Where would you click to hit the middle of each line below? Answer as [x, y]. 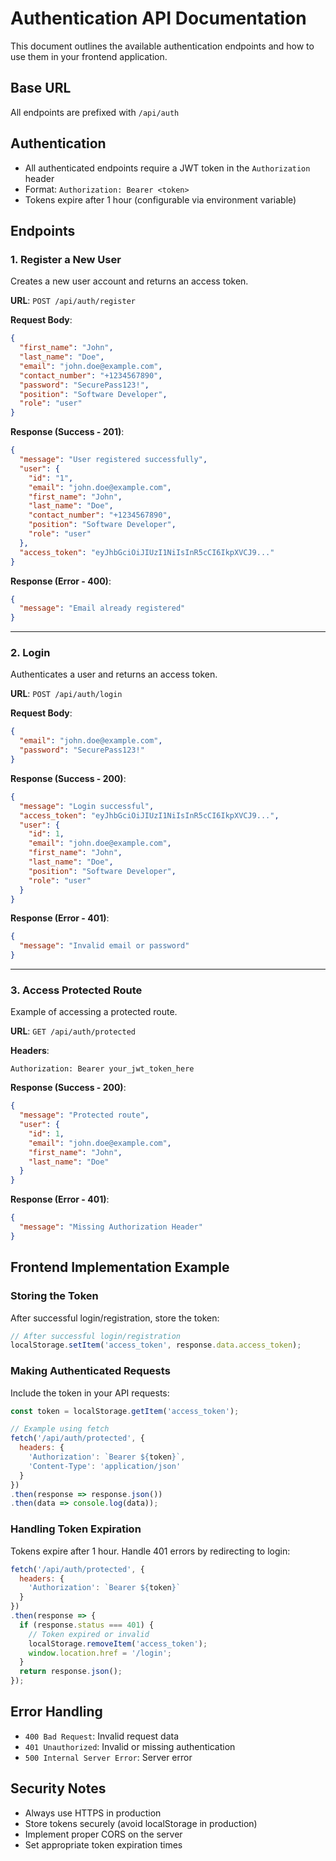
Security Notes [58, 1788]
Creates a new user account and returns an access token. [129, 281]
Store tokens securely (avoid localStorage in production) [141, 1823]
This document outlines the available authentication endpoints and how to [162, 46]
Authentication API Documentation [158, 18]
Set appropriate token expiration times [103, 1844]
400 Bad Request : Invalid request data [101, 1736]
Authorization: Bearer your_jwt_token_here [102, 1069]
